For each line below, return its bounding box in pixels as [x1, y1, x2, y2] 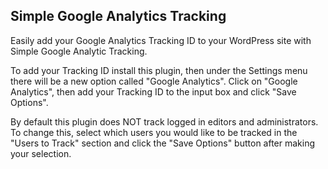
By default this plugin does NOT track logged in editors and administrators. [10, 115, 319, 128]
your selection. [10, 147, 72, 159]
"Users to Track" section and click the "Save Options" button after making [10, 137, 316, 149]
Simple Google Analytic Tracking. [10, 45, 148, 57]
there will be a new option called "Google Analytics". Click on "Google [10, 75, 298, 87]
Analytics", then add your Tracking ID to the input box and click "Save [10, 85, 297, 98]
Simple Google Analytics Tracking [10, 8, 227, 25]
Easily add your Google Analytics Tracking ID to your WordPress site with [10, 34, 312, 46]
